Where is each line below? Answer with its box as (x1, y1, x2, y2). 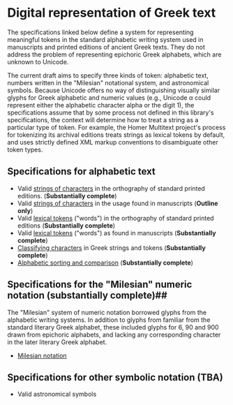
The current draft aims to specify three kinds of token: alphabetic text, (7, 71, 209, 80)
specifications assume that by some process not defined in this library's (7, 108, 214, 117)
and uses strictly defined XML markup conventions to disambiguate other (7, 138, 218, 146)
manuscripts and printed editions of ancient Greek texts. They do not (7, 43, 206, 51)
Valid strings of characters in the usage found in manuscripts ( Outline (17, 199, 218, 207)
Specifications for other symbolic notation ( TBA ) (7, 371, 223, 383)
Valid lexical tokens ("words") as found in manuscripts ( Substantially (17, 228, 216, 237)
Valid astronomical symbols (17, 390, 97, 399)
